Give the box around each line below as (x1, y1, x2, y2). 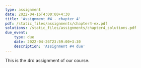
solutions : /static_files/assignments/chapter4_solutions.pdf (5, 26, 137, 31)
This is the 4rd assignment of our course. (5, 57, 90, 63)
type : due (14, 35, 35, 40)
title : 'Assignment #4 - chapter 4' (5, 16, 81, 21)
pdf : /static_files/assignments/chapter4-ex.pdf (5, 21, 108, 26)
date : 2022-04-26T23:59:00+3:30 (14, 39, 81, 44)
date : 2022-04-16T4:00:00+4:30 (5, 12, 70, 17)
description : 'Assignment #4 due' (14, 44, 85, 49)
